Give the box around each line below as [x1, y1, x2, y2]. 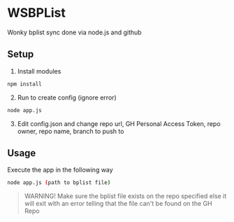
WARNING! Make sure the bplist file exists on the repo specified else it [24, 192, 227, 200]
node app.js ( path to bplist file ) [7, 179, 111, 186]
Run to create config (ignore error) [17, 93, 117, 102]
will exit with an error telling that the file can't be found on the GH [24, 200, 212, 208]
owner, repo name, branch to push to [17, 127, 124, 135]
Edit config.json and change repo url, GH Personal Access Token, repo [17, 119, 221, 127]
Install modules [17, 67, 61, 75]
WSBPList [7, 5, 66, 21]
